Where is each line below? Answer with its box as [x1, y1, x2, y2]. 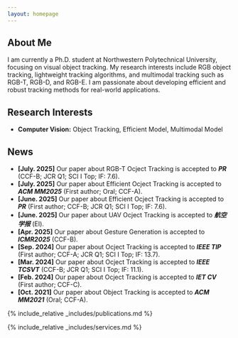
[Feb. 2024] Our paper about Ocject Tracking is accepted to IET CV [17, 273, 217, 281]
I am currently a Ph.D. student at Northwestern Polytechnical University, [7, 55, 218, 64]
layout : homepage [7, 10, 59, 18]
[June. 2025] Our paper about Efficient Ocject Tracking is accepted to [17, 195, 225, 203]
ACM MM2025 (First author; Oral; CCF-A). [17, 187, 143, 196]
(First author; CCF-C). [17, 280, 82, 289]
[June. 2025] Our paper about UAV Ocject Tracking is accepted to [17, 211, 213, 219]
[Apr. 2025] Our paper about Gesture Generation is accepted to [17, 228, 205, 236]
